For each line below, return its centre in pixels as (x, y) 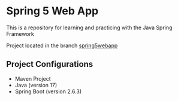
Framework (20, 33)
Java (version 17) (36, 85)
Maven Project (33, 78)
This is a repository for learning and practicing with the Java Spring (89, 27)
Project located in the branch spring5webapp (62, 45)
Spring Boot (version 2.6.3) (48, 91)
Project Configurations (50, 64)
